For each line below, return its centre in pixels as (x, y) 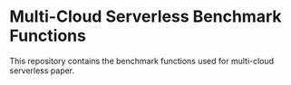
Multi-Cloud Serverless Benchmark (145, 17)
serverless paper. (42, 71)
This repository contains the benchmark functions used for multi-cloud (142, 61)
